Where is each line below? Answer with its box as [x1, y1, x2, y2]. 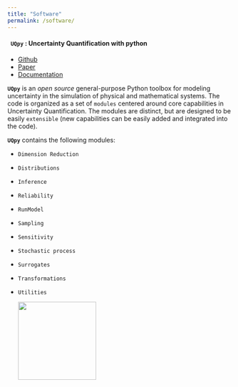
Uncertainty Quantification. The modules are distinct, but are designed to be [7, 106, 232, 115]
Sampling [17, 220, 44, 227]
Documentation [17, 70, 63, 78]
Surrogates [17, 261, 51, 268]
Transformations [17, 275, 66, 282]
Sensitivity [17, 233, 53, 241]
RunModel [17, 206, 44, 213]
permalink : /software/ [7, 17, 75, 24]
